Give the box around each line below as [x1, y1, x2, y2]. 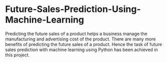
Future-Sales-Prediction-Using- [5, 3, 141, 15]
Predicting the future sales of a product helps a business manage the [5, 30, 147, 36]
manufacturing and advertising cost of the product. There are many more [5, 36, 156, 42]
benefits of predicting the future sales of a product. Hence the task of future [5, 41, 162, 47]
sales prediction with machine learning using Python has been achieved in [5, 46, 158, 52]
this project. [5, 51, 30, 58]
